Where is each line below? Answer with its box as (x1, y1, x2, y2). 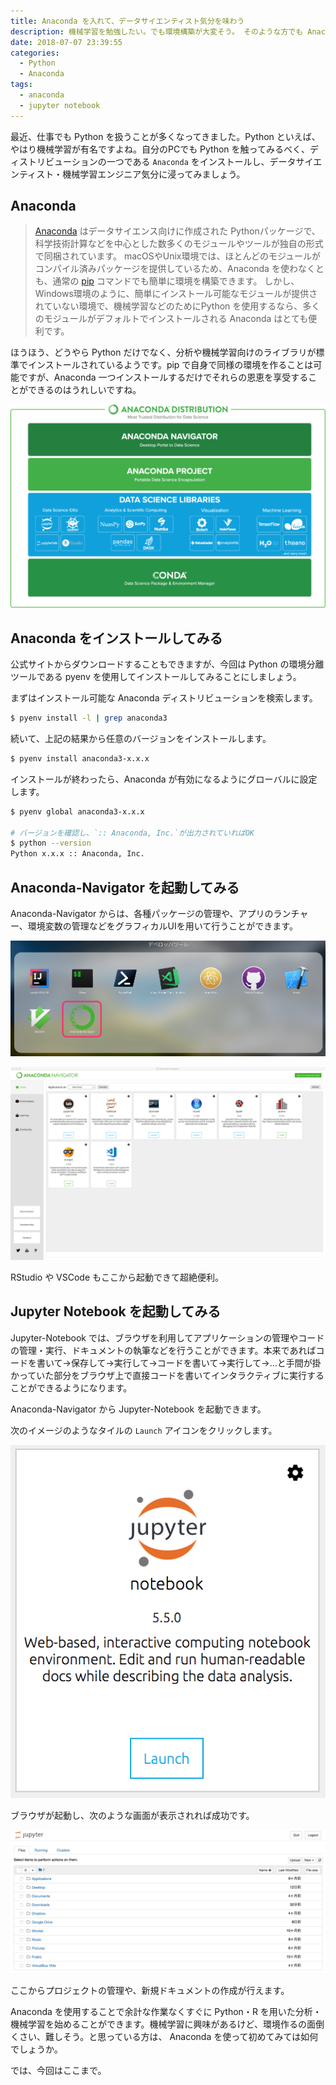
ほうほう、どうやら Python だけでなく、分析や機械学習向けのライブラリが (10, 346, 317, 359)
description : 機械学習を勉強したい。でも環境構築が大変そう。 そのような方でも (10, 26, 304, 37)
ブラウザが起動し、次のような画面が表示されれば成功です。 (10, 1810, 255, 1822)
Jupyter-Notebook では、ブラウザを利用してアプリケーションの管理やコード (10, 1331, 325, 1344)
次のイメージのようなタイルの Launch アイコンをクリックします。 (10, 1424, 278, 1436)
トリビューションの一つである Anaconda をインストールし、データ (27, 155, 297, 167)
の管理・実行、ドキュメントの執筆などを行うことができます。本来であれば (10, 1344, 317, 1356)
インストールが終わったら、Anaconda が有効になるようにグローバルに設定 (10, 773, 318, 785)
